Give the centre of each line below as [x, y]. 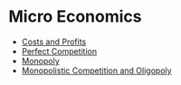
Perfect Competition [59, 51]
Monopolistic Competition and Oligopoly [97, 71]
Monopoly [40, 61]
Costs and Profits [54, 42]
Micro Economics [75, 17]
